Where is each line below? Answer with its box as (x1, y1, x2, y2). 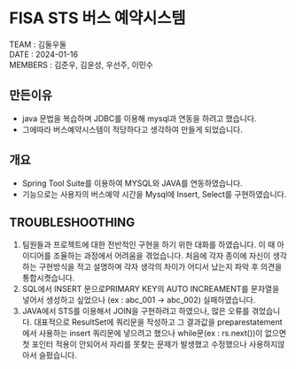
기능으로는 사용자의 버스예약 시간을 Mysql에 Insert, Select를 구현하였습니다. (21, 188, 287, 199)
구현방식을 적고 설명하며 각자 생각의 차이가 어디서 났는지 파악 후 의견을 (38, 262, 283, 273)
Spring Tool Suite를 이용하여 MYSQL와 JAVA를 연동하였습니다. (21, 178, 243, 188)
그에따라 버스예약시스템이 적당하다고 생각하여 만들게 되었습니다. (21, 124, 244, 135)
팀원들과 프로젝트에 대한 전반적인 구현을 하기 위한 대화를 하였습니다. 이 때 (21, 240, 276, 250)
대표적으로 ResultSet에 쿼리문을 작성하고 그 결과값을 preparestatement (34, 317, 283, 327)
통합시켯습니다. (21, 273, 75, 283)
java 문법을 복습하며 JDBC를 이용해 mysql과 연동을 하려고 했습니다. (21, 112, 257, 124)
